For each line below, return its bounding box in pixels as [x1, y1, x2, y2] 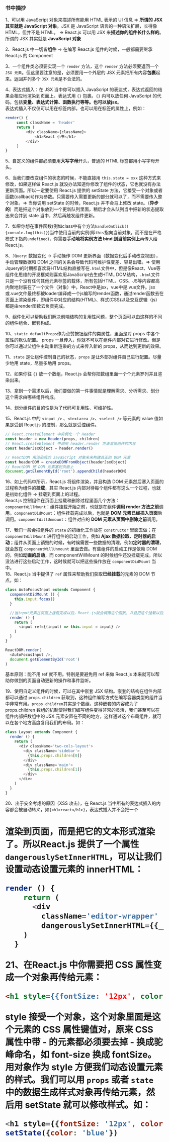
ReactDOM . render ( [5, 647, 42, 652]
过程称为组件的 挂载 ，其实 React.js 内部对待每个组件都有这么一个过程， [5, 485, 152, 491]
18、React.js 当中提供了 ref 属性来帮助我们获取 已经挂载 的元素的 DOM [5, 571, 150, 577]
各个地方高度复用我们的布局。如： [14, 720, 84, 726]
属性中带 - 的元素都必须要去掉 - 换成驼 [5, 1036, 163, 1048]
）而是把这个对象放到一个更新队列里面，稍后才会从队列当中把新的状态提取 [10, 206, 164, 212]
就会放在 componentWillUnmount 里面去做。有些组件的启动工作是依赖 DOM [5, 546, 157, 552]
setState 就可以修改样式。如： [25, 1099, 151, 1110]
